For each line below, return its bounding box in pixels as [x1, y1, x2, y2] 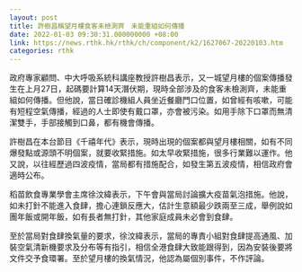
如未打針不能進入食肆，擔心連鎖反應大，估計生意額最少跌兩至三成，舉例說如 [9, 200, 293, 211]
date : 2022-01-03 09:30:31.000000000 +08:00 [9, 30, 179, 39]
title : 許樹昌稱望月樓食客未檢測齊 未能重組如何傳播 [9, 22, 185, 31]
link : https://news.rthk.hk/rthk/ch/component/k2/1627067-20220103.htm [9, 38, 283, 48]
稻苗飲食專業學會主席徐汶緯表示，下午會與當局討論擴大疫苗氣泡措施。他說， [9, 189, 293, 200]
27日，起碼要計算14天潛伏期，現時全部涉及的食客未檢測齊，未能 [40, 83, 280, 94]
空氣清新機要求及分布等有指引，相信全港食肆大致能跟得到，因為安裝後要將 [16, 241, 293, 252]
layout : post [9, 13, 58, 22]
